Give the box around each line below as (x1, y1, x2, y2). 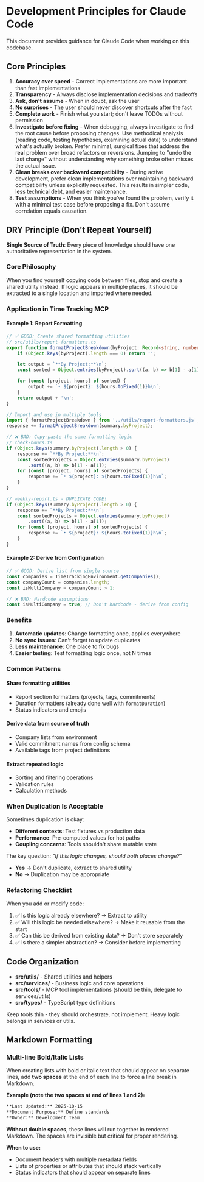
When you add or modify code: (6, 900, 84, 907)
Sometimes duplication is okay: (6, 816, 84, 823)
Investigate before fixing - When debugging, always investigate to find (15, 123, 194, 130)
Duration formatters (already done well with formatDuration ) (15, 699, 166, 707)
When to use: (6, 1144, 41, 1151)
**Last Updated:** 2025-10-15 (6, 1103, 83, 1109)
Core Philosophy (6, 263, 56, 271)
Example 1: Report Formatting (6, 320, 83, 327)
